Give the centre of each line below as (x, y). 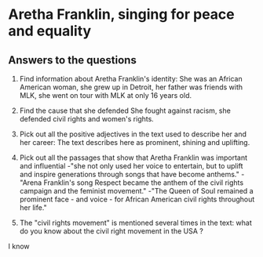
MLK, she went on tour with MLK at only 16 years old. (106, 95)
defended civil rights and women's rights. (87, 119)
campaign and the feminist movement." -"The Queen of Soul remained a (136, 191)
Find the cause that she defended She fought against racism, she (125, 110)
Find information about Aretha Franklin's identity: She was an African (131, 79)
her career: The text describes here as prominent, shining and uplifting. (135, 142)
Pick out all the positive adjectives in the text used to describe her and (133, 134)
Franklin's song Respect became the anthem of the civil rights (144, 183)
